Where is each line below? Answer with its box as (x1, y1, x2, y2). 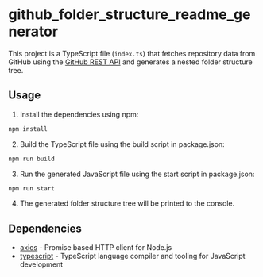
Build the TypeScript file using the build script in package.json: (19, 139, 225, 148)
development (19, 260, 64, 269)
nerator (8, 22, 58, 40)
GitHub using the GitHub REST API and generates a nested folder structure (8, 57, 253, 67)
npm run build (8, 155, 56, 163)
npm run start (8, 184, 56, 192)
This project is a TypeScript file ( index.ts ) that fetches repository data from (8, 48, 256, 58)
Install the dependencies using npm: (19, 110, 139, 119)
